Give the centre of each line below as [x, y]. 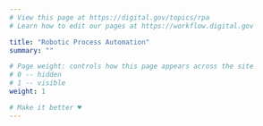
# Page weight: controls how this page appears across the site [131, 67]
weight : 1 [28, 91]
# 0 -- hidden [36, 75]
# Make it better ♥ [46, 107]
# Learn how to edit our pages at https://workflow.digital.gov [131, 26]
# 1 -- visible [38, 83]
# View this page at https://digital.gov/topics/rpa [110, 17]
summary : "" [31, 50]
